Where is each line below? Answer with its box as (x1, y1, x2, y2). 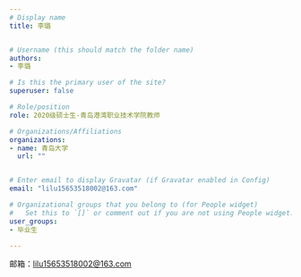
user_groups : (9, 216, 58, 226)
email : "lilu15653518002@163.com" (9, 184, 139, 193)
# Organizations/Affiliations (9, 127, 123, 136)
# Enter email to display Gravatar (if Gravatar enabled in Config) (9, 176, 271, 185)
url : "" (17, 152, 47, 161)
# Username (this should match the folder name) (9, 46, 194, 55)
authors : (9, 54, 42, 63)
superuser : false (9, 87, 74, 96)
